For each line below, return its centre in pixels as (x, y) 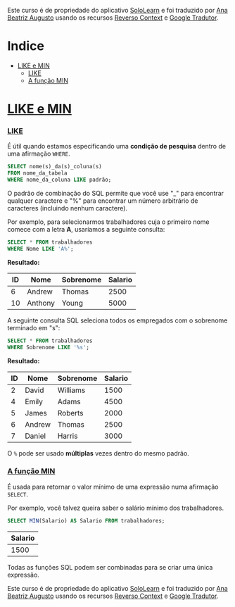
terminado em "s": (34, 327)
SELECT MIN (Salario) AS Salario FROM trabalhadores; (86, 520)
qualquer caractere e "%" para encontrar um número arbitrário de (103, 201)
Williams (71, 390)
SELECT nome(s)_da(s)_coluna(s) (55, 167)
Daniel (36, 436)
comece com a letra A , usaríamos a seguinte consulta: (86, 230)
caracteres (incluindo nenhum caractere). (68, 208)
